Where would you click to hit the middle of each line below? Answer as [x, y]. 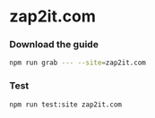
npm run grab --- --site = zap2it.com [77, 63]
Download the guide [54, 45]
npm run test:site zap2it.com [66, 105]
